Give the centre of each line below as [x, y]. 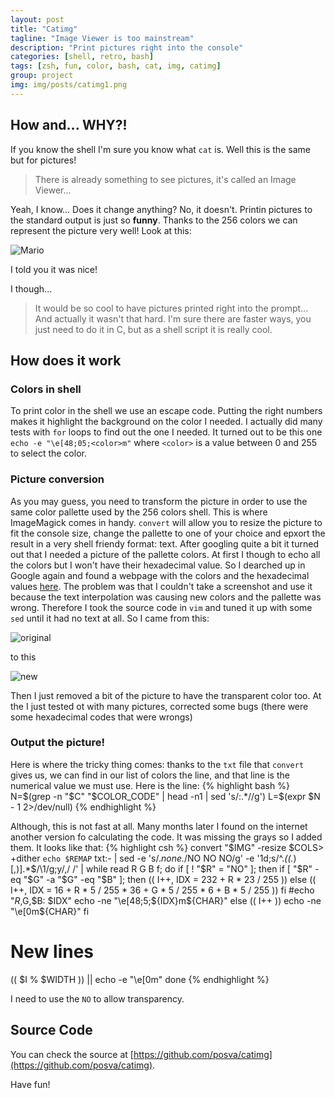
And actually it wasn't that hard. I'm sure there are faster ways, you [173, 318]
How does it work [66, 360]
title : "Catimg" [44, 29]
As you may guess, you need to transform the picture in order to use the [159, 501]
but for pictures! [43, 160]
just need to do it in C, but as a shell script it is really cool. [153, 329]
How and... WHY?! [69, 125]
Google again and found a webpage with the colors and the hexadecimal [160, 575]
